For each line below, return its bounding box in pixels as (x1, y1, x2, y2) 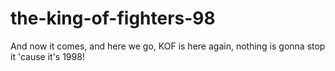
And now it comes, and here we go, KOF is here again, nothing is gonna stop (10, 40, 326, 52)
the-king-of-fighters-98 (10, 7, 216, 30)
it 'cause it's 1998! (10, 50, 85, 62)
